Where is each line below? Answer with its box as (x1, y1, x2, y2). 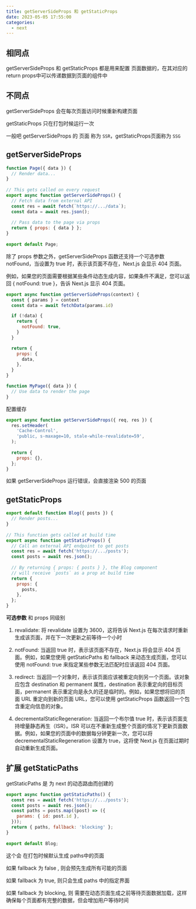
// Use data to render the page (11, 388, 90, 394)
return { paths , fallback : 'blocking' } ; (11, 824, 114, 831)
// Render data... (11, 170, 57, 176)
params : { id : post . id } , (16, 814, 80, 819)
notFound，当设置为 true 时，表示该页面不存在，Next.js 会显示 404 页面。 (6, 260, 185, 267)
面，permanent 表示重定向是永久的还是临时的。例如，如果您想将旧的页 (14, 688, 185, 695)
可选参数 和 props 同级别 (6, 614, 65, 621)
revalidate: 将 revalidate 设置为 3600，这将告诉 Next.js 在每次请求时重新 (14, 627, 188, 633)
